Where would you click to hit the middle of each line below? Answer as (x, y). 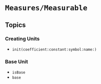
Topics (15, 25)
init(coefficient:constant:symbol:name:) (54, 49)
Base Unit (16, 61)
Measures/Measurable (46, 8)
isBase (19, 73)
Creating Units (22, 39)
